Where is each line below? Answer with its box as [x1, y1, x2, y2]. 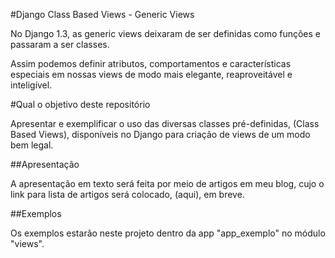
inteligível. [10, 79, 53, 91]
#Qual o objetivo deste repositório [10, 99, 151, 110]
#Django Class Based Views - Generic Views [10, 9, 195, 20]
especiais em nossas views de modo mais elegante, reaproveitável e [10, 69, 293, 80]
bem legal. [10, 139, 54, 151]
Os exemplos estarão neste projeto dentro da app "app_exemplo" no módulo [10, 227, 326, 239]
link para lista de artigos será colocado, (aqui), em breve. [10, 189, 245, 200]
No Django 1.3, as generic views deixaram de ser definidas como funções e [10, 28, 322, 39]
